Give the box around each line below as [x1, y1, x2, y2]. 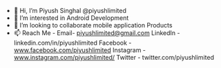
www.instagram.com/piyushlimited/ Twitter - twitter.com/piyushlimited [13, 54, 214, 61]
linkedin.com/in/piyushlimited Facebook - [13, 38, 132, 47]
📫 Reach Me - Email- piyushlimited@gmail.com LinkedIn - [13, 29, 180, 37]
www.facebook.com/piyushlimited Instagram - [13, 46, 146, 54]
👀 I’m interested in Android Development [13, 14, 129, 22]
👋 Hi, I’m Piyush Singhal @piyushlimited [13, 7, 126, 14]
